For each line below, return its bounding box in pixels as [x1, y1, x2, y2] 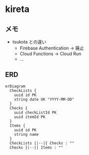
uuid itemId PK [14, 114, 46, 119]
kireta [5, 3, 30, 15]
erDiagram [5, 83, 26, 88]
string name [14, 131, 39, 137]
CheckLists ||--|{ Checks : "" [9, 140, 75, 145]
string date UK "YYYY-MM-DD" [14, 96, 75, 102]
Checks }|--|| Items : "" [9, 145, 64, 150]
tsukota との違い [12, 39, 46, 44]
